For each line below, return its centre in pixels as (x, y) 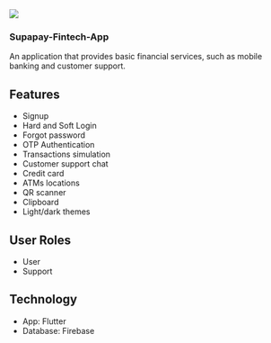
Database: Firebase (58, 330)
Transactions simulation (66, 154)
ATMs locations (51, 183)
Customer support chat (66, 164)
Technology (44, 299)
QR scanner (44, 193)
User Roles (40, 240)
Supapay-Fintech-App (59, 37)
